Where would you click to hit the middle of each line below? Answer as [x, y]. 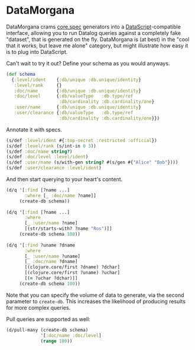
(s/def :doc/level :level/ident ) [47, 157]
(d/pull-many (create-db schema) [47, 330]
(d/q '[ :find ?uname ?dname [41, 245]
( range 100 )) [56, 341]
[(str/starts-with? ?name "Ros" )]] [68, 229]
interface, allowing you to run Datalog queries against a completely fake [94, 33]
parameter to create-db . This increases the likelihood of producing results [96, 301]
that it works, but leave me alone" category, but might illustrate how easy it [97, 46]
